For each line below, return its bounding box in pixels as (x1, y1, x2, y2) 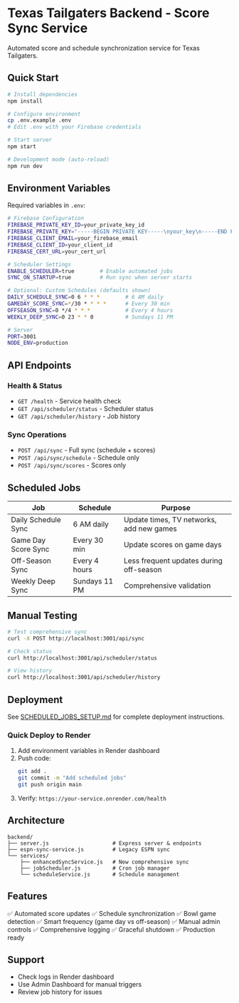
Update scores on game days (123, 540, 222, 550)
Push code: (17, 754, 51, 763)
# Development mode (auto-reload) (7, 155, 110, 163)
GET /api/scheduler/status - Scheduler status (17, 405, 154, 412)
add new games (123, 524, 177, 534)
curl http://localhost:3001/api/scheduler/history (7, 674, 161, 681)
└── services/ (7, 852, 50, 859)
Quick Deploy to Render (7, 730, 91, 740)
